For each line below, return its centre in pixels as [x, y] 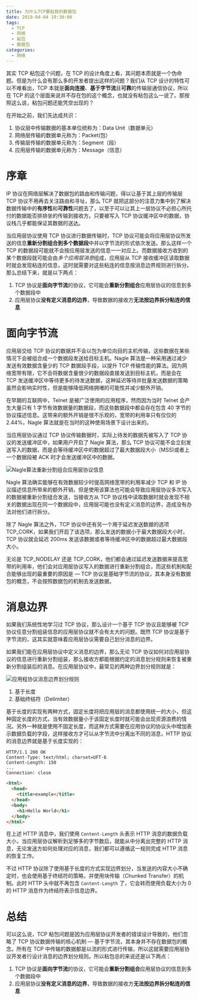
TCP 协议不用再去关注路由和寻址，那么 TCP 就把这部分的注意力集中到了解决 [99, 201]
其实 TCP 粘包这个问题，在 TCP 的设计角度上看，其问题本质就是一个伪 [92, 73]
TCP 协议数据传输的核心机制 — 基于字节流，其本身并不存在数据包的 [100, 942]
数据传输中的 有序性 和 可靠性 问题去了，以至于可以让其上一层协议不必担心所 [96, 208]
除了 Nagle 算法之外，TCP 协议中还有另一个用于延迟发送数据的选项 [88, 524]
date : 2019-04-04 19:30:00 [39, 17]
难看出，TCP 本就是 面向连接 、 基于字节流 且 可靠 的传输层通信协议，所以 [102, 88]
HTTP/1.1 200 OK [26, 753]
